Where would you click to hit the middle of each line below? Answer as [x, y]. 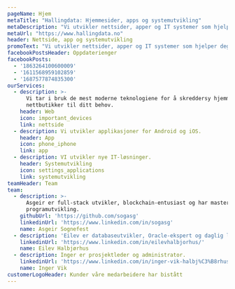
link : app [34, 151]
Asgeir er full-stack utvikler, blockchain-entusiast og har [117, 203]
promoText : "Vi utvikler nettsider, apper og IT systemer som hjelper [112, 46]
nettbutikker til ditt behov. [70, 105]
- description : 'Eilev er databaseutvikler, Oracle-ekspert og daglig [119, 236]
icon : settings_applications [62, 170]
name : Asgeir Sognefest [55, 229]
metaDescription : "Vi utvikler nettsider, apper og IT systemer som [109, 27]
